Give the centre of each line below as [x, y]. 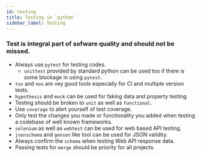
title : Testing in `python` [41, 17]
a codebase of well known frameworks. [64, 122]
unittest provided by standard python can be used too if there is [104, 71]
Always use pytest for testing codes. [60, 64]
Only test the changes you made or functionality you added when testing [105, 115]
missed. [18, 52]
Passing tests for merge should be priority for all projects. [85, 147]
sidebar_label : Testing [36, 23]
